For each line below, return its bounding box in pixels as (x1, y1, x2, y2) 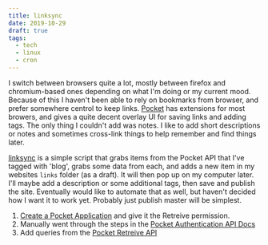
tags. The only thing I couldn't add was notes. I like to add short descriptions (8, 121, 261, 130)
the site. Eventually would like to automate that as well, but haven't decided (8, 187, 256, 196)
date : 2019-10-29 (8, 19, 66, 27)
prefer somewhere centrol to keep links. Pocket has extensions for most (8, 103, 246, 113)
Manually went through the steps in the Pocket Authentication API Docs (19, 219, 256, 228)
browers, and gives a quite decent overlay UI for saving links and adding (8, 112, 246, 121)
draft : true (8, 26, 48, 34)
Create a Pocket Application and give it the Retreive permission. (19, 211, 230, 220)
